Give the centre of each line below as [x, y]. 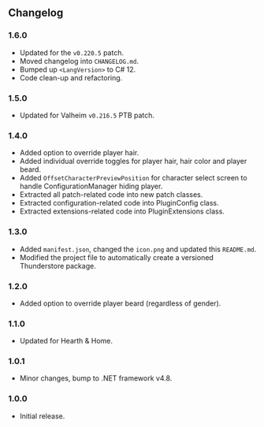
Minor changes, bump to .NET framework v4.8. [96, 378]
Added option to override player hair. [79, 153]
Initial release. [42, 416]
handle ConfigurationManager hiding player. [91, 186]
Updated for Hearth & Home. [66, 341]
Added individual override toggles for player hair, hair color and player [133, 162]
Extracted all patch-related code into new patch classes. [111, 195]
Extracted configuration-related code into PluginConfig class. [119, 203]
